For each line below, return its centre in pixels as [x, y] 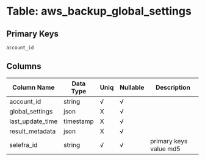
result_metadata [33, 131]
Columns [24, 66]
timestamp [79, 121]
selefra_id [23, 145]
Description [173, 87]
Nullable [132, 87]
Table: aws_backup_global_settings [99, 11]
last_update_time [34, 121]
